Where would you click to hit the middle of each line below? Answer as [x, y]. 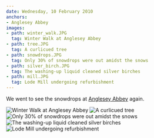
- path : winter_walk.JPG [36, 33]
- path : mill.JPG [27, 77]
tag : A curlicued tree [39, 50]
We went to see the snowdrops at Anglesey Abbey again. [75, 99]
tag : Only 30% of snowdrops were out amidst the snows [80, 60]
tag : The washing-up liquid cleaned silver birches [76, 71]
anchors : [17, 17]
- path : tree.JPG [27, 44]
